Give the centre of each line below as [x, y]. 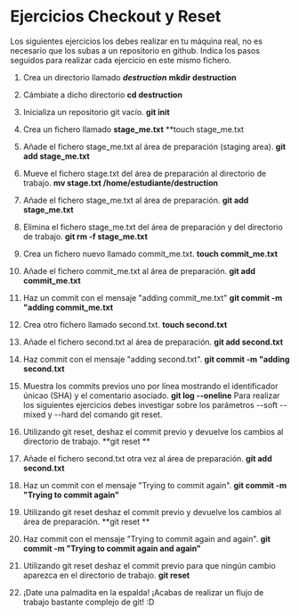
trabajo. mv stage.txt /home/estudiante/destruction [121, 183]
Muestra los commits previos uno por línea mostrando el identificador [150, 386]
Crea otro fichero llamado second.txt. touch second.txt [125, 324]
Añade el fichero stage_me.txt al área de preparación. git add [136, 200]
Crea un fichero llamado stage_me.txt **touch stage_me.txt [133, 129]
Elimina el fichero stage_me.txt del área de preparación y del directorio [153, 227]
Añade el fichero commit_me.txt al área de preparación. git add [139, 271]
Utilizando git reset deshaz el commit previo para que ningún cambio [149, 565]
